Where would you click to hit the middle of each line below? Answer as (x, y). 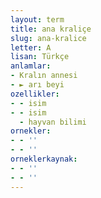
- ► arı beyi (37, 85)
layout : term (37, 19)
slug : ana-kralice (48, 38)
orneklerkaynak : (44, 159)
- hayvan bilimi (53, 122)
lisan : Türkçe (40, 57)
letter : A (31, 47)
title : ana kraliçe (51, 29)
